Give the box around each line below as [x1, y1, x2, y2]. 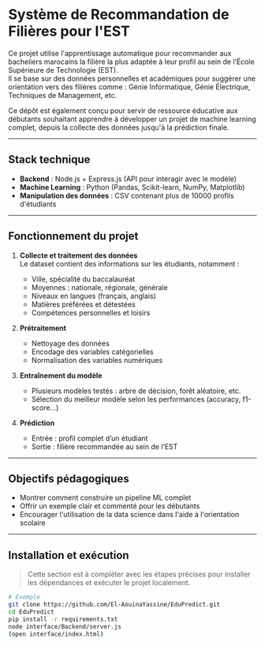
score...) [31, 402, 59, 412]
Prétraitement [19, 323, 67, 333]
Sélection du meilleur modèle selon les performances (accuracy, [31, 394, 241, 404]
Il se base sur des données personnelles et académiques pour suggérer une [8, 74, 256, 83]
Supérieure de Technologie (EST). [8, 65, 118, 74]
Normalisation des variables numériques [31, 355, 163, 365]
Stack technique [8, 153, 91, 167]
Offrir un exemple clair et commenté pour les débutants [19, 501, 200, 511]
